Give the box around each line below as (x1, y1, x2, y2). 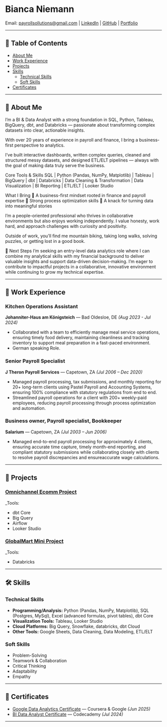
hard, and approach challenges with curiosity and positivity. (5, 223, 128, 229)
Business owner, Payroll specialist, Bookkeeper (5, 417, 122, 424)
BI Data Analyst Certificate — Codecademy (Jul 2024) (12, 711, 123, 717)
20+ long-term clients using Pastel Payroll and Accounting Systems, (12, 384, 152, 390)
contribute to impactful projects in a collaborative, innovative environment (5, 263, 156, 270)
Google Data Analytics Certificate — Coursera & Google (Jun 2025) (12, 706, 151, 712)
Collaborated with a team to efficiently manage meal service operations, (12, 329, 160, 335)
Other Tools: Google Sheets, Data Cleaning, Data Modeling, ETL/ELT (12, 628, 153, 634)
